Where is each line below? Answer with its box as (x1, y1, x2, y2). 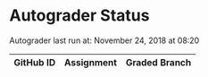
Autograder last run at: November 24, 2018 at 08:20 (9, 35, 200, 46)
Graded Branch (125, 56, 192, 68)
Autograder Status (9, 5, 150, 26)
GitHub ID (13, 56, 56, 68)
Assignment (63, 56, 118, 68)
